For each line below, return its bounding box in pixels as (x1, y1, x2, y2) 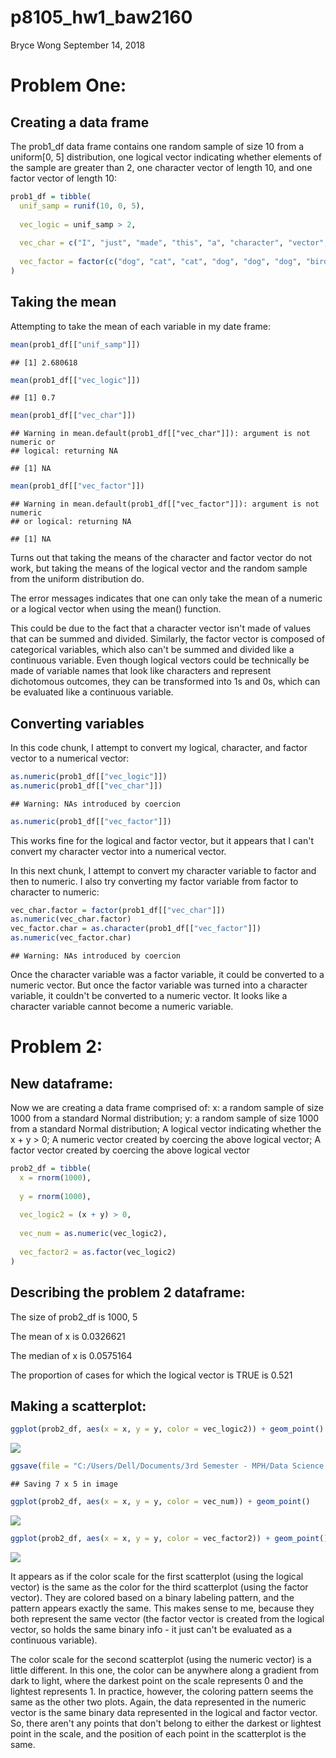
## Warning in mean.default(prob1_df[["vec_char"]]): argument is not (10, 429, 311, 439)
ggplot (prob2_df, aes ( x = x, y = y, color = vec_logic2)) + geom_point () (10, 1424, 325, 1435)
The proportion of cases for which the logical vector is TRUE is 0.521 (10, 1369, 293, 1381)
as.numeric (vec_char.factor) (10, 914, 132, 925)
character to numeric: (10, 886, 100, 898)
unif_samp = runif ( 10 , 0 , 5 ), (19, 201, 145, 211)
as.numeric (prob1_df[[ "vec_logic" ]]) (10, 771, 168, 781)
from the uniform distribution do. (10, 573, 145, 585)
